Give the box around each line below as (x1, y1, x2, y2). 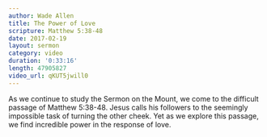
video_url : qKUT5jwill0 (8, 72, 89, 80)
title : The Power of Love (8, 19, 95, 27)
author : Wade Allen (8, 11, 74, 20)
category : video (8, 49, 63, 57)
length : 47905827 (8, 64, 67, 73)
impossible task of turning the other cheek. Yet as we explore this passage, (8, 110, 259, 121)
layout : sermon (8, 42, 60, 50)
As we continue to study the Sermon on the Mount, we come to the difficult (8, 93, 259, 103)
